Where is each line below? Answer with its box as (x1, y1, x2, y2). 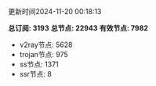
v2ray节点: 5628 (19, 40, 73, 49)
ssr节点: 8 (19, 70, 53, 78)
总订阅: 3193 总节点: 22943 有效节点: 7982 (8, 23, 149, 33)
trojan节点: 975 (19, 50, 68, 59)
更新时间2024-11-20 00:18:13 (8, 7, 102, 16)
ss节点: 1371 (19, 59, 59, 69)
